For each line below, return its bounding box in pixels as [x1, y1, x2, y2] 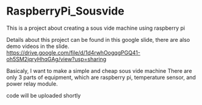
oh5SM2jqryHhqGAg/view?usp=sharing [6, 55, 107, 63]
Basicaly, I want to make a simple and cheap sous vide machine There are [6, 67, 192, 74]
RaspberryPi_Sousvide [6, 4, 124, 18]
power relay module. [6, 80, 58, 87]
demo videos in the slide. [6, 42, 70, 50]
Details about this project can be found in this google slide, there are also [6, 36, 190, 43]
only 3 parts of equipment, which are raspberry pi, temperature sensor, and [6, 73, 197, 81]
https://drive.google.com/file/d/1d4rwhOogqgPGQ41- [6, 49, 140, 56]
